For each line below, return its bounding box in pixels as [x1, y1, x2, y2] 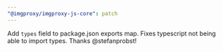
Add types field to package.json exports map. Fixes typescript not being [7, 29, 216, 37]
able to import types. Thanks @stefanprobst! [7, 36, 137, 45]
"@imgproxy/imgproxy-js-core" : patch [7, 10, 118, 17]
